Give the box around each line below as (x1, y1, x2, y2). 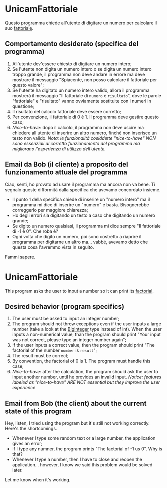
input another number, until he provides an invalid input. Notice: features (12, 374, 162, 380)
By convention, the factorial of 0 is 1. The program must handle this (12, 358, 151, 364)
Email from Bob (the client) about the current (5, 399, 147, 408)
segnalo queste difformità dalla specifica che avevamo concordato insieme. (5, 186, 161, 193)
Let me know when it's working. (5, 477, 71, 483)
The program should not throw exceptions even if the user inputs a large (12, 321, 161, 327)
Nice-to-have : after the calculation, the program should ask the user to (12, 369, 158, 375)
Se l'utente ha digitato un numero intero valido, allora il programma (12, 87, 150, 93)
